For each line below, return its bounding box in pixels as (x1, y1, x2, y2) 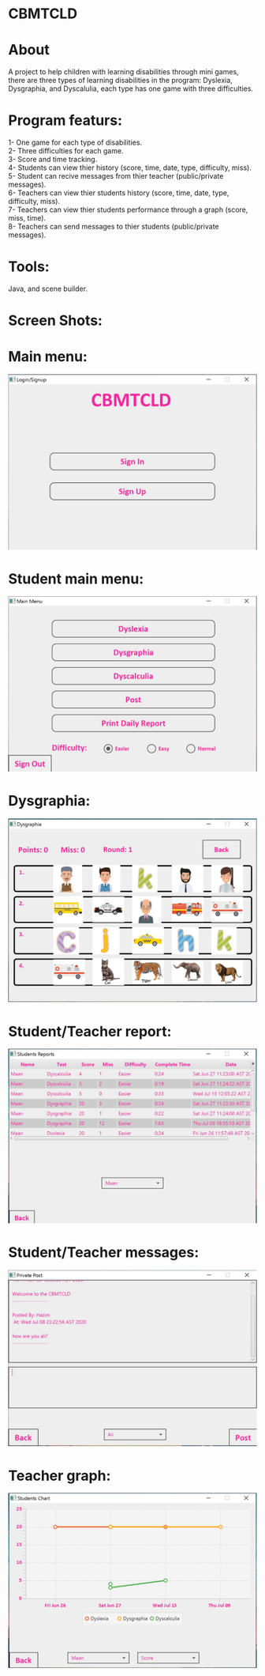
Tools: (8, 258, 50, 276)
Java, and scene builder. (8, 284, 88, 293)
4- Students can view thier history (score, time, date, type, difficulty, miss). (8, 163, 252, 172)
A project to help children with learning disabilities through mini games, (8, 67, 239, 77)
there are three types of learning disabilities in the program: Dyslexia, (8, 76, 233, 85)
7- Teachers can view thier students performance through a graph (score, (8, 205, 248, 214)
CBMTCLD (8, 5, 77, 23)
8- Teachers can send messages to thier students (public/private (8, 222, 219, 232)
